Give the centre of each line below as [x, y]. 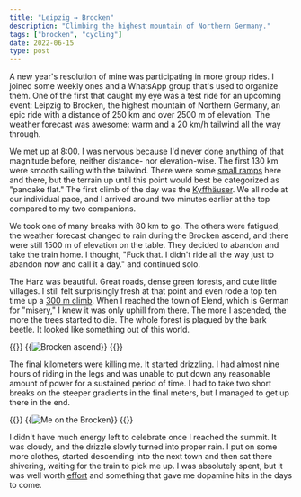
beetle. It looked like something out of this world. [100, 330]
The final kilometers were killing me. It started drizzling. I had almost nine [145, 364]
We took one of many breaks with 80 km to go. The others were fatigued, [145, 226]
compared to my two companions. [73, 209]
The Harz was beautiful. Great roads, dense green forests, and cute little [143, 282]
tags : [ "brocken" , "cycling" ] [66, 34]
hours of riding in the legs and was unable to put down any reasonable [140, 374]
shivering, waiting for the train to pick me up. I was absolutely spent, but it [146, 466]
